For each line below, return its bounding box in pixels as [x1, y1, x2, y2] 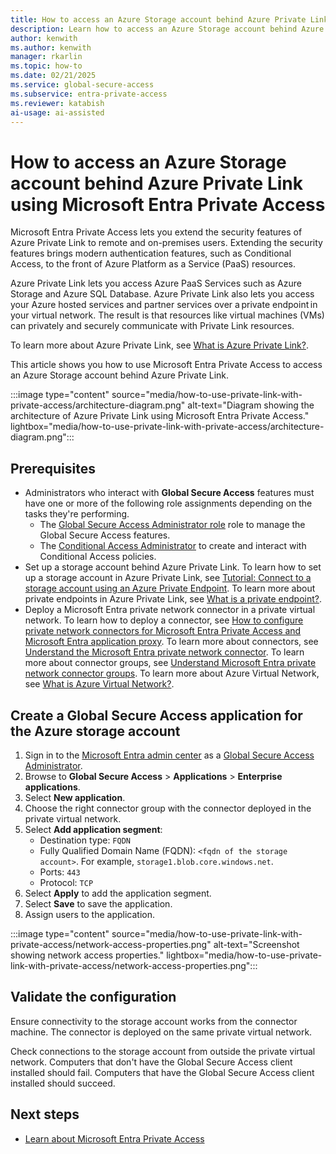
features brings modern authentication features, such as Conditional [10, 247, 292, 260]
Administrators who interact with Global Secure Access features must [24, 487, 315, 499]
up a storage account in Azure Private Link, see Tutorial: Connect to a [24, 572, 312, 584]
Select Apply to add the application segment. [24, 887, 212, 899]
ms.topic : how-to [10, 61, 83, 71]
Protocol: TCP [39, 876, 94, 888]
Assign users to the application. [24, 908, 156, 920]
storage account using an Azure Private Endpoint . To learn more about [24, 582, 316, 595]
